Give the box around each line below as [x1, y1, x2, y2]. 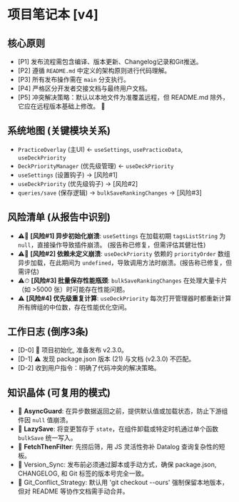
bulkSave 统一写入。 [17, 434, 77, 442]
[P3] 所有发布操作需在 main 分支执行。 [17, 76, 131, 83]
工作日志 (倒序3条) [7, 326, 89, 338]
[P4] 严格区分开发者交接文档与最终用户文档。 [17, 84, 151, 93]
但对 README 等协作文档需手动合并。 [17, 487, 129, 496]
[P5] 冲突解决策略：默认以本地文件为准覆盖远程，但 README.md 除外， [17, 93, 230, 101]
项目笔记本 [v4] [7, 6, 98, 23]
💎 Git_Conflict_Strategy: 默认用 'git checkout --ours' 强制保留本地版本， [17, 478, 228, 487]
